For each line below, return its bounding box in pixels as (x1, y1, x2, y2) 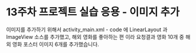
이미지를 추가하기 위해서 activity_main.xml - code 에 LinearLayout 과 (6, 26, 168, 33)
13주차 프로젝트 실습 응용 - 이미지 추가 (6, 5, 180, 19)
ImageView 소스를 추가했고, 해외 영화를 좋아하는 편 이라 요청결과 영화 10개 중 (6, 33, 184, 40)
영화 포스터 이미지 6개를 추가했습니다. (12, 41, 99, 48)
